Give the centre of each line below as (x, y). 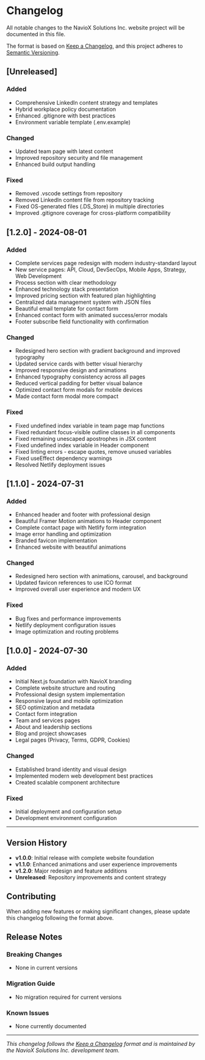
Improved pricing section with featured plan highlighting (85, 295)
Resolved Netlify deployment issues (60, 464)
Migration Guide (31, 983)
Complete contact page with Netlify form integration (81, 528)
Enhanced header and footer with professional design (83, 514)
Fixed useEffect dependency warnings (63, 458)
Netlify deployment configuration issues (65, 625)
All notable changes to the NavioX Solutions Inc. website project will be (95, 28)
